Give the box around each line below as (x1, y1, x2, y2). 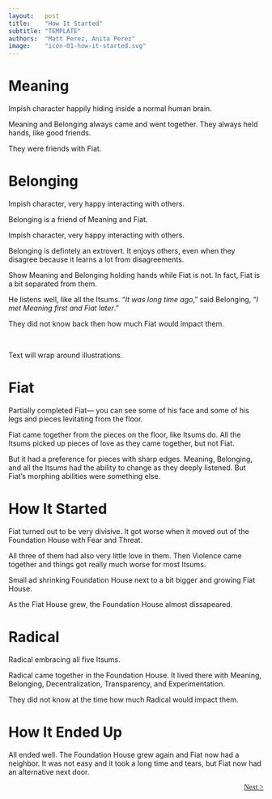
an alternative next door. (8, 767, 90, 776)
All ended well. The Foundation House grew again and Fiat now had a (8, 750, 240, 759)
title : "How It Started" (8, 19, 104, 28)
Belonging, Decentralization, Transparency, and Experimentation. (8, 678, 225, 689)
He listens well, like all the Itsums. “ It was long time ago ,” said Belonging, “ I (8, 295, 259, 304)
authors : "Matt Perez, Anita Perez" (8, 34, 136, 43)
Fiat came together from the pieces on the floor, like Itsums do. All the (8, 429, 241, 439)
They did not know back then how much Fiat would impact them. (8, 319, 225, 328)
